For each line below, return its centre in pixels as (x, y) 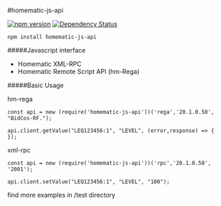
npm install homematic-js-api (52, 37)
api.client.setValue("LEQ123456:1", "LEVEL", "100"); (89, 182)
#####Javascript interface (47, 50)
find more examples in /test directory (61, 195)
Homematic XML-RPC (49, 64)
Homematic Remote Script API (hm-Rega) (79, 71)
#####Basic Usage (36, 85)
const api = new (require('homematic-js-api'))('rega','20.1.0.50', (111, 112)
